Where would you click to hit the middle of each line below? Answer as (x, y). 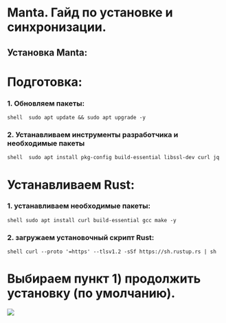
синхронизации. (57, 27)
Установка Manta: (47, 52)
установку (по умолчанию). (91, 294)
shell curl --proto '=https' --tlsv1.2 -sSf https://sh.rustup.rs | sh (112, 252)
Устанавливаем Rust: (71, 185)
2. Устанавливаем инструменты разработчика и (93, 134)
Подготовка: (45, 82)
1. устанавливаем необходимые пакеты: (79, 206)
